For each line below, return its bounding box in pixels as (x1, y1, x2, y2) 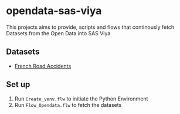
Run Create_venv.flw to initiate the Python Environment (14, 95, 148, 102)
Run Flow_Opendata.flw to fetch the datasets (14, 101, 122, 108)
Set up (6, 79, 30, 89)
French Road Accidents (14, 62, 72, 69)
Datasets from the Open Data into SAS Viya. (6, 29, 113, 36)
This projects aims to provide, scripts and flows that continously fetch (6, 24, 175, 31)
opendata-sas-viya (6, 4, 102, 18)
